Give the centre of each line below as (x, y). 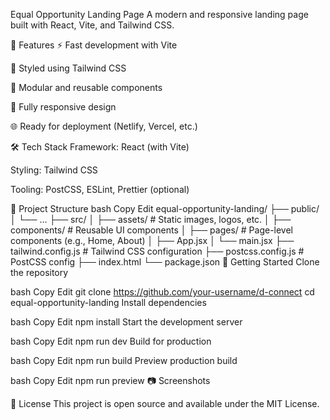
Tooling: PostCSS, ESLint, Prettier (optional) (100, 189)
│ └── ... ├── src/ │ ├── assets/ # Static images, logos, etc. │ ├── (151, 219)
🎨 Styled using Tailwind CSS (68, 68)
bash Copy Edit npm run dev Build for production (111, 341)
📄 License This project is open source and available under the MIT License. (165, 403)
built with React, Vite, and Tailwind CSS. (92, 25)
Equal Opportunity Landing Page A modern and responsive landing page (159, 14)
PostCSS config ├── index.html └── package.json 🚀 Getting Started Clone (165, 262)
